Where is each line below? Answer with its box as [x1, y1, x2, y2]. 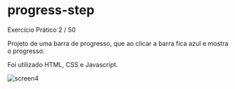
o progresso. [7, 47, 45, 55]
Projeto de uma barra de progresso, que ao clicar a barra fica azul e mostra [7, 39, 229, 47]
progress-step [7, 2, 95, 18]
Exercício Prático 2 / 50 [7, 25, 76, 34]
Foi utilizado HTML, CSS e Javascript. [7, 60, 118, 69]
